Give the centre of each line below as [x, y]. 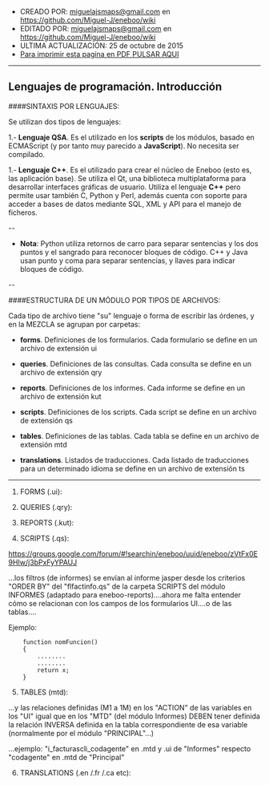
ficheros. [23, 212]
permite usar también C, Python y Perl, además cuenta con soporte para [128, 195]
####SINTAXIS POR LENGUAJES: [64, 106]
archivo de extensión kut [60, 396]
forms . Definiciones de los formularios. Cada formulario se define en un [139, 339]
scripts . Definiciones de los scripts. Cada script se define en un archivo [138, 411]
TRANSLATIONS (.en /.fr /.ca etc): [75, 772]
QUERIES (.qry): [46, 507]
